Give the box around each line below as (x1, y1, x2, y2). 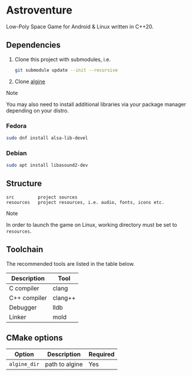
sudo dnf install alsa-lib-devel (6, 135, 88, 141)
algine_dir (9, 361, 39, 368)
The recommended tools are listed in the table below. (6, 260, 135, 267)
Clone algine (14, 78, 45, 85)
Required (88, 350, 115, 358)
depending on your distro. (6, 107, 69, 114)
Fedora (6, 121, 27, 130)
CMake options (6, 332, 63, 342)
